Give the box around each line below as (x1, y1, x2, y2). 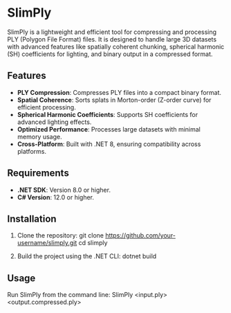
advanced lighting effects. (17, 118, 92, 126)
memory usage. (17, 132, 62, 141)
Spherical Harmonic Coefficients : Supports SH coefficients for (17, 110, 198, 118)
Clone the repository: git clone (17, 231, 104, 240)
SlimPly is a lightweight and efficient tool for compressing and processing (7, 28, 216, 36)
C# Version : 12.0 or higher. (17, 193, 95, 202)
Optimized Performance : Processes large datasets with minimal (17, 125, 201, 133)
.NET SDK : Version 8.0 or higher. (17, 186, 111, 194)
